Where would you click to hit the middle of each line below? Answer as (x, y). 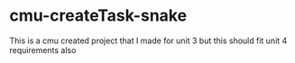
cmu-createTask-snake (98, 16)
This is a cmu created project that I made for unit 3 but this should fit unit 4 (148, 40)
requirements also (43, 49)
